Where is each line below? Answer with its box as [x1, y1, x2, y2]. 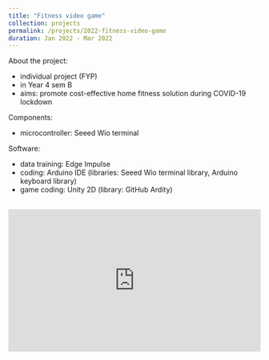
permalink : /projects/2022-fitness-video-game [8, 26, 167, 34]
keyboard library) [19, 176, 78, 186]
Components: [8, 113, 54, 123]
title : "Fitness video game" [8, 11, 106, 20]
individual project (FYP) [19, 71, 98, 81]
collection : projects [8, 19, 81, 27]
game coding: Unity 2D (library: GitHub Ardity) [19, 185, 174, 195]
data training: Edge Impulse [19, 160, 110, 169]
